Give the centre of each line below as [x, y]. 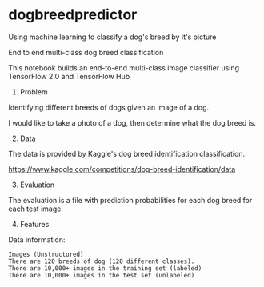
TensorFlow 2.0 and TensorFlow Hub [69, 76]
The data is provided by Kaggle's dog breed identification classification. [127, 153]
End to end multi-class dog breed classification [86, 52]
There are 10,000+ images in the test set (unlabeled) [102, 275]
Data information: [37, 239]
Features [34, 224]
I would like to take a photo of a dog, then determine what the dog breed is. [132, 122]
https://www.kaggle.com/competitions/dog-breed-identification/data [122, 169]
